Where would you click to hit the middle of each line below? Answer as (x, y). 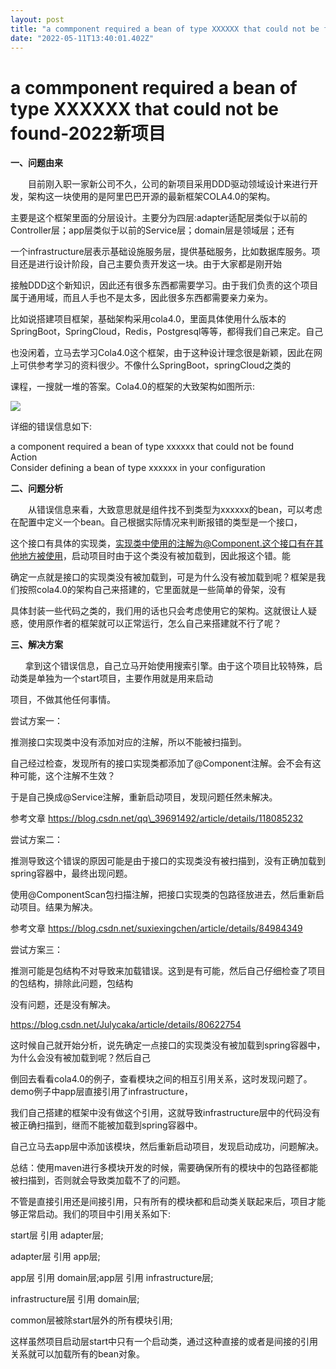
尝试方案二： (36, 840)
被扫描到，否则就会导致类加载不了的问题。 (98, 1180)
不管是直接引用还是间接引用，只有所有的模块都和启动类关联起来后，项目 (159, 1202)
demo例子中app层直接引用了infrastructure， (101, 1092)
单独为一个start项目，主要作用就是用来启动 (124, 678)
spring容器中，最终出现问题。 (71, 873)
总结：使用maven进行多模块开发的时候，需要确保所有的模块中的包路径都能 (164, 1168)
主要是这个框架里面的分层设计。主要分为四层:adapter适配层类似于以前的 (159, 218)
